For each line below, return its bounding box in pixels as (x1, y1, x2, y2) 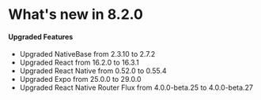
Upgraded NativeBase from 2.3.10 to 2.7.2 (19, 50, 156, 59)
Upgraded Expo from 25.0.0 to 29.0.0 (19, 75, 142, 84)
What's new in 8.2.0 (8, 6, 144, 24)
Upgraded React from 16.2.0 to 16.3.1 (19, 57, 140, 68)
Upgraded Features (8, 31, 74, 41)
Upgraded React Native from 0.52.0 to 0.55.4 (19, 66, 168, 76)
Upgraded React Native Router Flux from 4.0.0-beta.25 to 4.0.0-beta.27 (19, 83, 253, 92)
